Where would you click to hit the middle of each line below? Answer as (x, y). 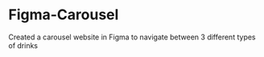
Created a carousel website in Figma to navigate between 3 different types (132, 37)
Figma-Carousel (64, 15)
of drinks (23, 45)
